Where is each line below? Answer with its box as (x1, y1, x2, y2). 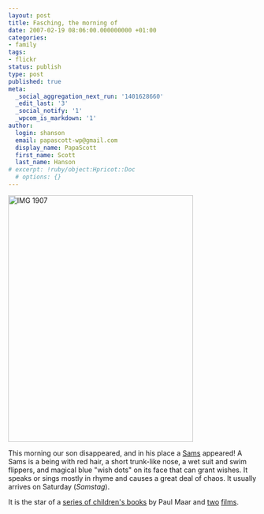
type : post (8, 70, 44, 78)
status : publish (8, 63, 61, 71)
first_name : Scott (15, 151, 76, 159)
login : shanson (15, 129, 65, 137)
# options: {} (15, 173, 61, 182)
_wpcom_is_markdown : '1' (15, 114, 97, 122)
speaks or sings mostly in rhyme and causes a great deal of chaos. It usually (8, 473, 257, 482)
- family (8, 41, 37, 49)
